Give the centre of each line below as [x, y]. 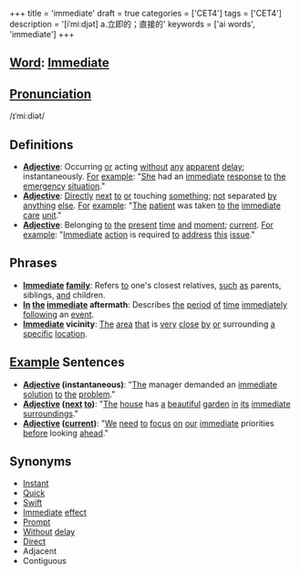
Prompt [36, 522]
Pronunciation [51, 94]
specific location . [55, 333]
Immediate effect [54, 512]
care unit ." [42, 215]
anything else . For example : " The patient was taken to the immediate [151, 205]
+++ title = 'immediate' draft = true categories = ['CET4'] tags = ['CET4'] [146, 13]
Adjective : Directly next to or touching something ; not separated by [150, 196]
